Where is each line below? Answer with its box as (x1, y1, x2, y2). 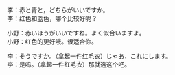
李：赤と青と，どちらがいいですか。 (7, 6, 109, 14)
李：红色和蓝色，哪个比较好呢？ (7, 14, 97, 22)
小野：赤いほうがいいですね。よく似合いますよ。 (7, 29, 145, 37)
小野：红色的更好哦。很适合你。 (7, 37, 97, 46)
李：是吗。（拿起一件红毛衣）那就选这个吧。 (7, 61, 130, 68)
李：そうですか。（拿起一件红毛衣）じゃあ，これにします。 (7, 52, 172, 60)
